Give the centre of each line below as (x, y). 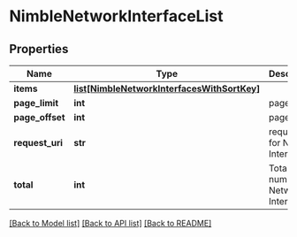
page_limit (36, 103)
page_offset (39, 117)
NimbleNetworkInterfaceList (116, 16)
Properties (39, 49)
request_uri (38, 143)
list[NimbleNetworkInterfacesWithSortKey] (167, 88)
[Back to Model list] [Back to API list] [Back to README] (110, 223)
